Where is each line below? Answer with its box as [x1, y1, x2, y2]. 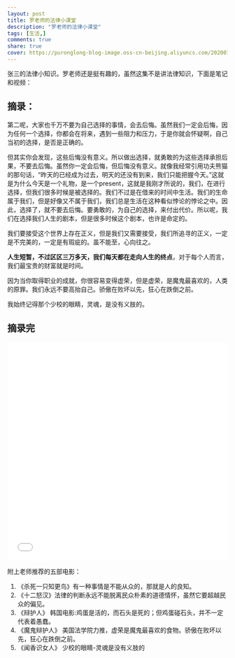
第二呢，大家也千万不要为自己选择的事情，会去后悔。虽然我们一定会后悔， [7, 120, 222, 129]
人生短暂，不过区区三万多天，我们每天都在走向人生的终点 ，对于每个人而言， [7, 253, 228, 261]
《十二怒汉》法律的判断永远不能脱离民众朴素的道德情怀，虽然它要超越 [17, 591, 220, 599]
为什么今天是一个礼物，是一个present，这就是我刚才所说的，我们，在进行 [13, 179, 226, 188]
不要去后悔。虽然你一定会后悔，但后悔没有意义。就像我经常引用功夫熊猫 [19, 162, 228, 170]
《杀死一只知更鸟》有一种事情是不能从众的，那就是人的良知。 [17, 582, 196, 590]
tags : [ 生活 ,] [7, 29, 47, 37]
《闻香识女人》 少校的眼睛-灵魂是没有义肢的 [17, 643, 145, 652]
